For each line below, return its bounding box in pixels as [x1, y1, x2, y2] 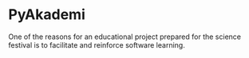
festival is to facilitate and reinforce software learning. [8, 40, 185, 49]
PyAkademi [8, 6, 85, 24]
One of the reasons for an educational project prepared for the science [8, 32, 242, 41]
